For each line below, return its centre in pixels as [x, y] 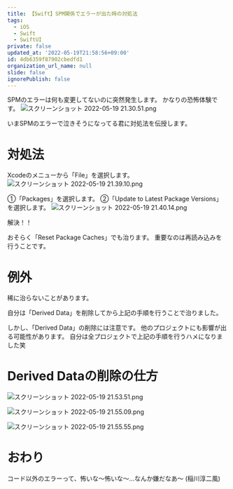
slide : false [26, 72]
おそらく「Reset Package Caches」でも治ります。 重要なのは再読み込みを [115, 237]
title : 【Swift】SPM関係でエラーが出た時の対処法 [72, 14]
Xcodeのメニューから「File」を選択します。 [71, 175]
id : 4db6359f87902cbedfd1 [45, 60]
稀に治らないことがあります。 [50, 298]
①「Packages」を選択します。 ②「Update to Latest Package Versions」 [115, 199]
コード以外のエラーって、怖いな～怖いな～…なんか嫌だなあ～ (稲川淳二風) [114, 478]
